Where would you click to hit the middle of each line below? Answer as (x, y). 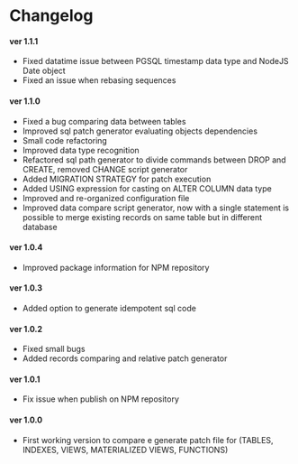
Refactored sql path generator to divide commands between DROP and (154, 160)
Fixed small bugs (54, 349)
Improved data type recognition (81, 150)
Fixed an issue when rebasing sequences (99, 80)
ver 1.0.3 (26, 288)
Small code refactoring (65, 140)
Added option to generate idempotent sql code (109, 308)
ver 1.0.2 (26, 329)
